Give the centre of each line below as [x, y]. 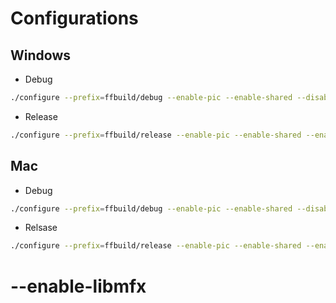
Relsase [41, 228]
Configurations [74, 18]
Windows [40, 55]
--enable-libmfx [78, 286]
